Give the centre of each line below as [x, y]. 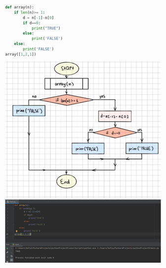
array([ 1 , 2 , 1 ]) [21, 54]
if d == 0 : [32, 23]
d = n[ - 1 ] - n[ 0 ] [39, 18]
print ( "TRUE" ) [46, 28]
